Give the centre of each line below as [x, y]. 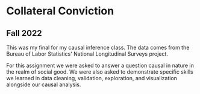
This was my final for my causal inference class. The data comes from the [98, 47]
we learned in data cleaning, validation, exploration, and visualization [92, 78]
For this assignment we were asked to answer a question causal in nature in [100, 65]
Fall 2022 [24, 33]
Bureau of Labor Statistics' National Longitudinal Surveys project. [87, 54]
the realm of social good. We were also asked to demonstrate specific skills [100, 72]
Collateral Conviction [60, 11]
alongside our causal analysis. [44, 84]
